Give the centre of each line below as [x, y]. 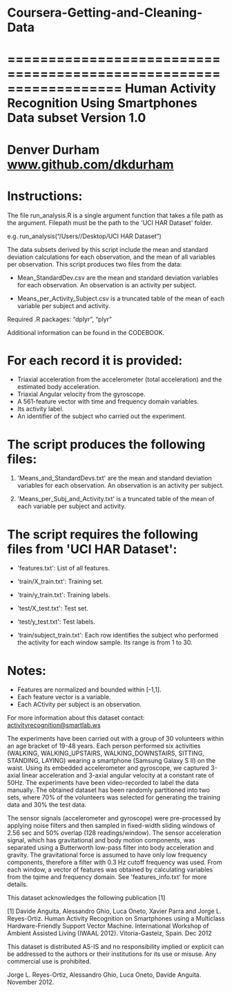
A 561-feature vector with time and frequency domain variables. [108, 402]
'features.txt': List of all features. [64, 568]
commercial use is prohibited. [49, 962]
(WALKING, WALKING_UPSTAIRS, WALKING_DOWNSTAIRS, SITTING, [106, 753]
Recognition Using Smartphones [103, 103]
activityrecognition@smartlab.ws [54, 725]
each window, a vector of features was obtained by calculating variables [110, 869]
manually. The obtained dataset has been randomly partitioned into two [109, 790]
